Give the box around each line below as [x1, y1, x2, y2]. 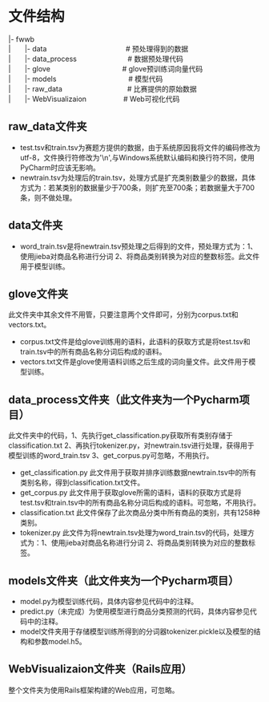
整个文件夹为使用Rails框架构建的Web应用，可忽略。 [8, 685, 179, 695]
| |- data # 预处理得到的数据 [8, 43, 189, 53]
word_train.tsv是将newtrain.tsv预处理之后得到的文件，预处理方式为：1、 [19, 241, 258, 251]
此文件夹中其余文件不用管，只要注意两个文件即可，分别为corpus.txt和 [8, 310, 239, 319]
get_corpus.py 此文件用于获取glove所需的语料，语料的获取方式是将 [19, 488, 242, 497]
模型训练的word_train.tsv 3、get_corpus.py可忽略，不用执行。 [8, 451, 214, 461]
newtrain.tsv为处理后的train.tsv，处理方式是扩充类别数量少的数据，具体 [19, 172, 256, 182]
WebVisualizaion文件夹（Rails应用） [8, 663, 192, 676]
